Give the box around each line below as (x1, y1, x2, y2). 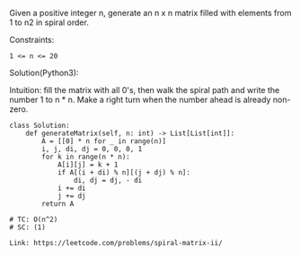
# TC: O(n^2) (9, 215, 58, 224)
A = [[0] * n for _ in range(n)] (41, 137, 167, 146)
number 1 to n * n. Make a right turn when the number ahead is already (9, 94, 271, 105)
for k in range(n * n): (41, 152, 130, 161)
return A (41, 200, 75, 209)
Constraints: (9, 35, 55, 45)
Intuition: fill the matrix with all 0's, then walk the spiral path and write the (9, 85, 280, 95)
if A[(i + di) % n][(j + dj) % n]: (57, 168, 191, 177)
